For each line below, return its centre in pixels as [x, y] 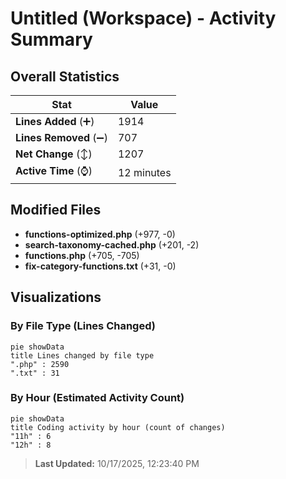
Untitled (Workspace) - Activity [143, 18]
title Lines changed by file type [82, 355]
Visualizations [56, 297]
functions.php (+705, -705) [82, 255]
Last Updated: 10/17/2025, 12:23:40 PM [117, 463]
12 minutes [144, 172]
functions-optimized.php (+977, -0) [100, 234]
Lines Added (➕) [55, 121]
